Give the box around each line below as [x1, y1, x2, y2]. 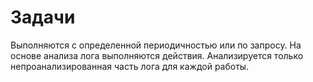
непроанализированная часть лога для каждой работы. [10, 60, 250, 72]
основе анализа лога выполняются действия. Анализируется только [10, 49, 304, 61]
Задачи [10, 6, 76, 29]
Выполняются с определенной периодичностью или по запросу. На [10, 39, 302, 51]
